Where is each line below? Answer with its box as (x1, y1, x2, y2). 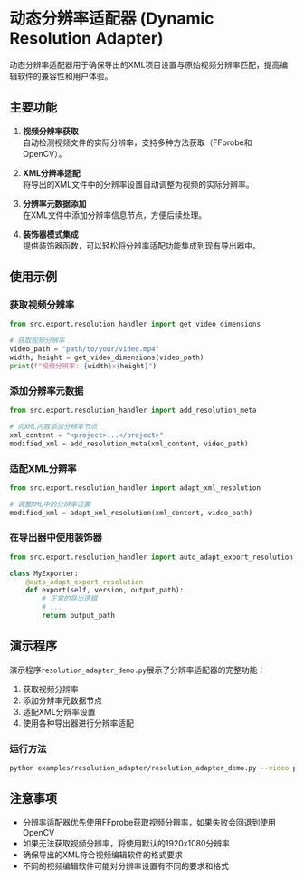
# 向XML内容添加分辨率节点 (9, 422, 98, 431)
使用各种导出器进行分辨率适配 (22, 718, 134, 728)
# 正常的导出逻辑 (42, 594, 98, 603)
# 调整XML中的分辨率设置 (9, 500, 90, 509)
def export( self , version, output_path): (25, 586, 184, 595)
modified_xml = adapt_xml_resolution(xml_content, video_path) (9, 508, 253, 517)
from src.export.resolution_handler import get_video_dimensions (9, 319, 261, 329)
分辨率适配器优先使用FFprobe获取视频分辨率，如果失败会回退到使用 (22, 816, 276, 827)
